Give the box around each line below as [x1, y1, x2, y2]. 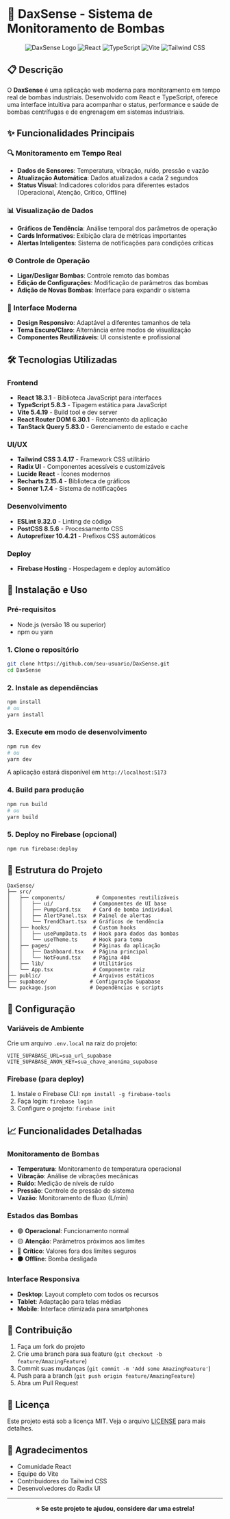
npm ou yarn [16, 627, 53, 636]
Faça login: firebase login [16, 1097, 93, 1106]
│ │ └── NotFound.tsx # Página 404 [7, 954, 130, 962]
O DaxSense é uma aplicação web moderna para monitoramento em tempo [7, 86, 220, 94]
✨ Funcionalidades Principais [7, 127, 135, 139]
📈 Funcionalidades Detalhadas [7, 1125, 142, 1137]
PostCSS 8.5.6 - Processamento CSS [16, 524, 123, 533]
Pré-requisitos [7, 605, 56, 614]
